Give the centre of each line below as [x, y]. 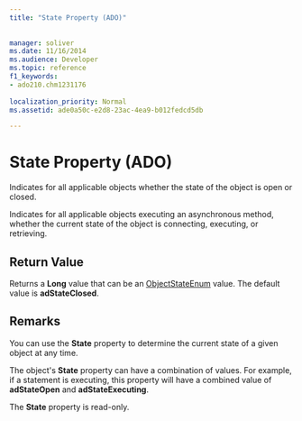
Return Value [46, 262]
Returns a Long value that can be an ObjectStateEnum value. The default [145, 284]
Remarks [35, 321]
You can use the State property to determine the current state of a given [144, 343]
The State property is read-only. [69, 407]
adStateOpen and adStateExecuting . [79, 389]
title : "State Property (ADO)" [68, 18]
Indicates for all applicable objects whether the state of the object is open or [151, 188]
